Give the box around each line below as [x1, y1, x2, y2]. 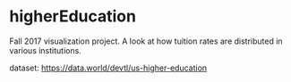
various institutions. [9, 45, 82, 55]
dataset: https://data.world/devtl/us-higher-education [9, 62, 208, 73]
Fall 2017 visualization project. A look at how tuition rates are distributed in [9, 36, 284, 46]
